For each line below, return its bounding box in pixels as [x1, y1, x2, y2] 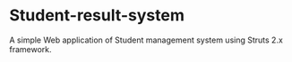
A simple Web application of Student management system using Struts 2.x [9, 35, 284, 45]
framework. [9, 43, 52, 54]
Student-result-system [9, 5, 185, 26]
